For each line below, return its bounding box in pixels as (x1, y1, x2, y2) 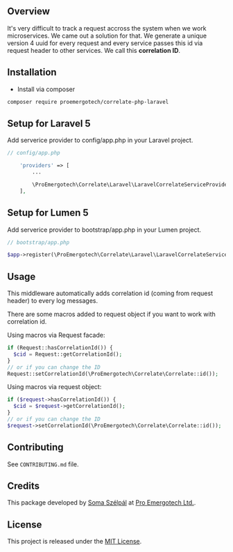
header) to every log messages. (7, 297, 98, 305)
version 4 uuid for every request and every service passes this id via (7, 38, 203, 47)
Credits (7, 480, 40, 492)
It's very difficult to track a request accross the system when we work (7, 24, 207, 32)
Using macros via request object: (7, 383, 102, 391)
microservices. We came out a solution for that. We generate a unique (7, 31, 207, 40)
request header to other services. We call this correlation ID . (7, 46, 181, 54)
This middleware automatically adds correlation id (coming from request (7, 289, 214, 298)
